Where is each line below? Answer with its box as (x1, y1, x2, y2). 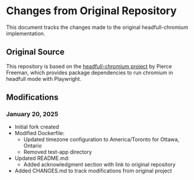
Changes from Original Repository (6, 4, 177, 18)
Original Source (6, 47, 65, 57)
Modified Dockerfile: (14, 130, 65, 137)
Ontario (23, 142, 42, 149)
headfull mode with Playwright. (6, 75, 81, 82)
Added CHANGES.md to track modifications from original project (14, 167, 172, 175)
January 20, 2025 (6, 110, 59, 119)
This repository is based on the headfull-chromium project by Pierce (6, 63, 172, 70)
